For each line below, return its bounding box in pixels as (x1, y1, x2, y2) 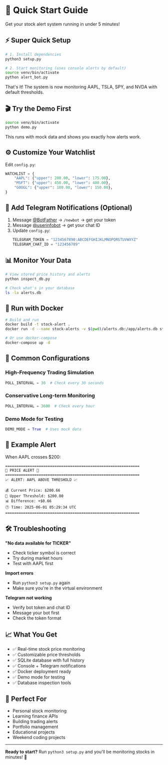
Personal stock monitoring (12, 708, 67, 714)
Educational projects (12, 729, 55, 735)
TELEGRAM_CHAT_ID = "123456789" (12, 242, 80, 247)
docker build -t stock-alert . (5, 322, 70, 327)
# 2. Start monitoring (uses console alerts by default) (5, 65, 126, 70)
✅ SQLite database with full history (12, 657, 85, 664)
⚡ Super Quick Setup (5, 36, 71, 44)
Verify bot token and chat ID (12, 605, 70, 611)
